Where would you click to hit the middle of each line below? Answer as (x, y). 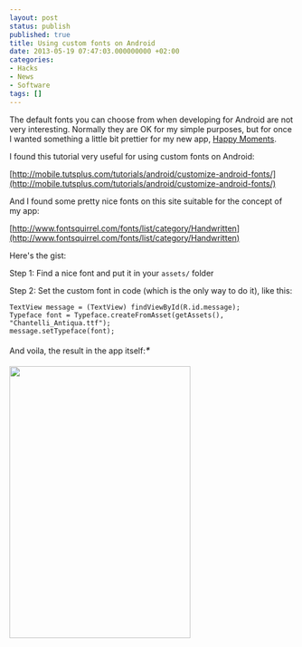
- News (22, 77)
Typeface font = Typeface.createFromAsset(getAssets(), (117, 315)
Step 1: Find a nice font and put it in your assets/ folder (112, 273)
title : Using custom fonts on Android (82, 43)
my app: (24, 210)
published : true (40, 34)
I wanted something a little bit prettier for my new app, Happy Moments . (143, 139)
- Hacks (24, 69)
